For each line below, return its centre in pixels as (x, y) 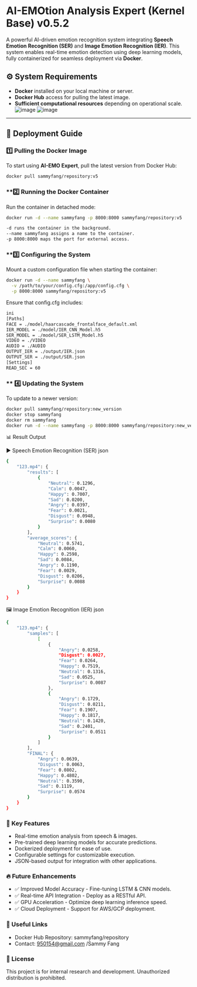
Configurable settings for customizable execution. (75, 855)
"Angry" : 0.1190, (59, 565)
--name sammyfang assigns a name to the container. (70, 234)
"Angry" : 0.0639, (59, 759)
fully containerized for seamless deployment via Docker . (74, 58)
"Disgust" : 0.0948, (72, 516)
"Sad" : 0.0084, (56, 560)
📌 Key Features (28, 823)
